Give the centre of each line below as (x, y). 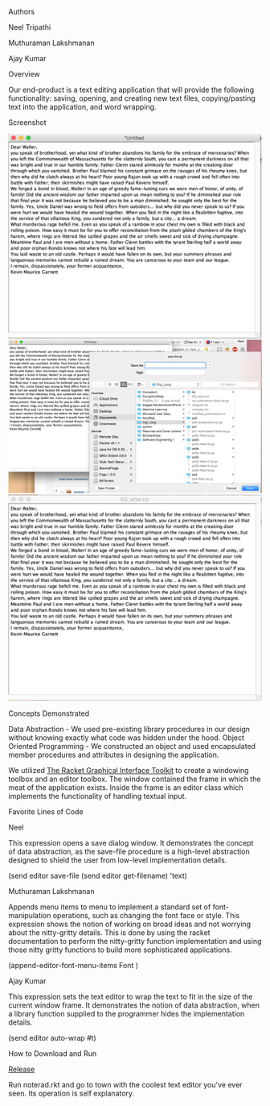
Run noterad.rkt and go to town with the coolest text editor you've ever (125, 1084)
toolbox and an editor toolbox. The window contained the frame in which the (135, 779)
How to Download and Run (53, 1053)
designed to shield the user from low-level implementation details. (118, 860)
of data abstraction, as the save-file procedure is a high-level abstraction (129, 851)
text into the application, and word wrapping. (82, 107)
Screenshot (27, 123)
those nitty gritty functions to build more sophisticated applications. (121, 950)
